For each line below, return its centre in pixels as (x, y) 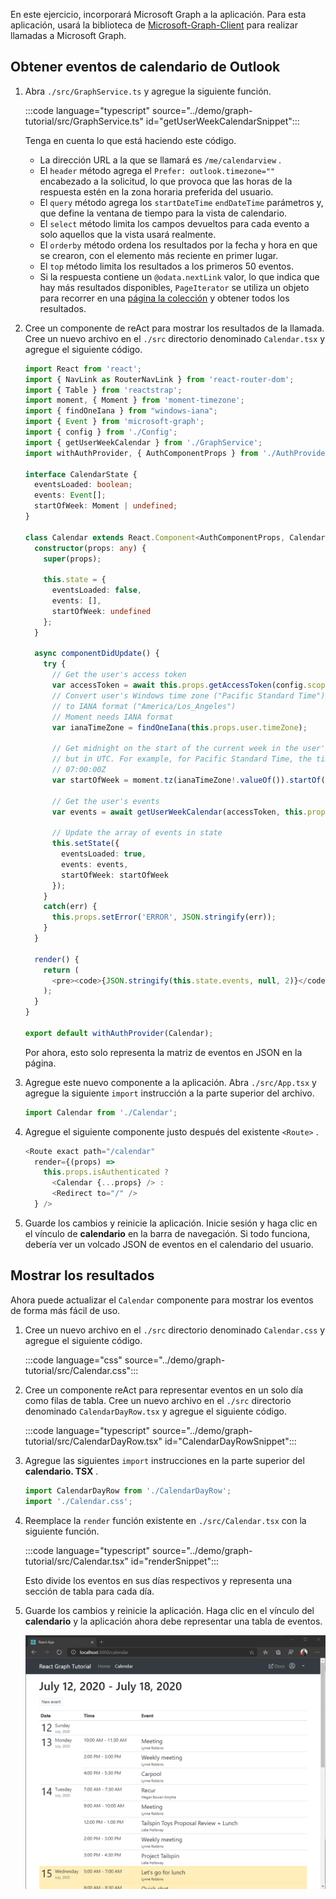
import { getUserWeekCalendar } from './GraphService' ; (143, 442)
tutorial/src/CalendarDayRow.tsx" (93, 1441)
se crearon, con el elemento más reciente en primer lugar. (159, 255)
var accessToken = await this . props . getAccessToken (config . (179, 685)
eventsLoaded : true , (104, 854)
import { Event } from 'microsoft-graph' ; (114, 422)
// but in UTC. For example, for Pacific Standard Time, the (181, 759)
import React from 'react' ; (83, 369)
